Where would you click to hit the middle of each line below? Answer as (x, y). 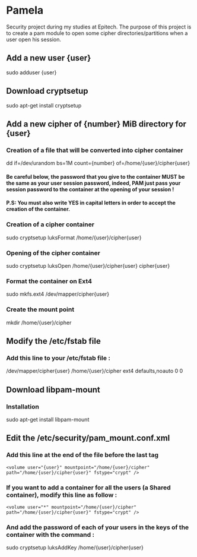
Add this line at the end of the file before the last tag (82, 455)
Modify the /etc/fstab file (53, 341)
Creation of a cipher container (50, 224)
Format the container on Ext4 (49, 281)
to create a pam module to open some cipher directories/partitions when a (97, 33)
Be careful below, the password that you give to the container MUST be (96, 176)
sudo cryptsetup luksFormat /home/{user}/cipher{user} (74, 238)
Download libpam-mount (53, 390)
